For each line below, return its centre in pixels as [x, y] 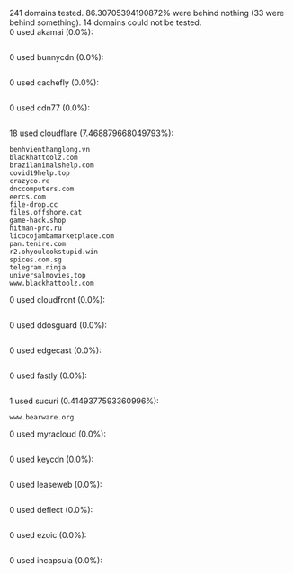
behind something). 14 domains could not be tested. [106, 22]
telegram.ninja [38, 268]
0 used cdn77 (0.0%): [49, 108]
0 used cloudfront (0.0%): [58, 300]
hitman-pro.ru [36, 228]
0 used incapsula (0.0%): [56, 560]
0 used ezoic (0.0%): [48, 535]
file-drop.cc [34, 205]
